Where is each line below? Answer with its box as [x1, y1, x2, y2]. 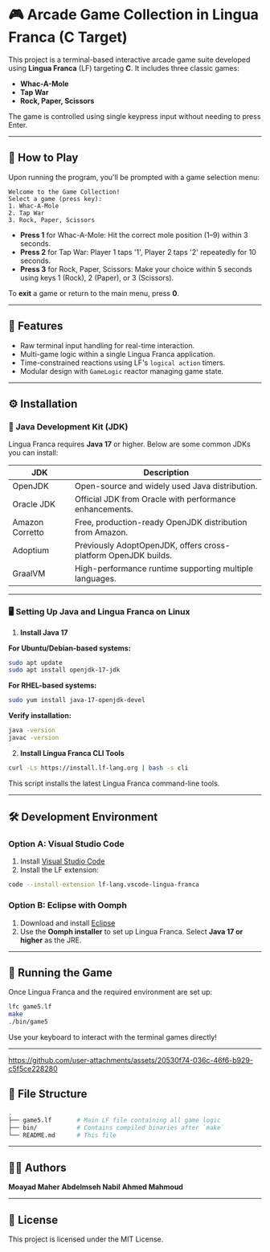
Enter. [8, 120, 28, 129]
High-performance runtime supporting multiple [75, 563, 253, 574]
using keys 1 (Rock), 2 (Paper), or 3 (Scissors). [19, 273, 174, 282]
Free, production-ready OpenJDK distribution [75, 517, 247, 528]
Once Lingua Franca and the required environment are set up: [8, 987, 213, 997]
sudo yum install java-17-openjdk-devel [8, 696, 146, 704]
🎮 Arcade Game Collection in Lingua [8, 6, 260, 24]
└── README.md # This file [8, 1131, 117, 1139]
